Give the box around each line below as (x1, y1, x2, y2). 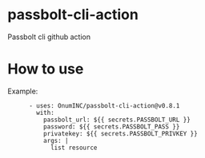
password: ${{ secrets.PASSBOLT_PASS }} (42, 122, 180, 131)
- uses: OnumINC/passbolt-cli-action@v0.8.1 (28, 101, 180, 109)
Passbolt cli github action (7, 32, 91, 41)
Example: (7, 86, 38, 96)
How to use (7, 60, 84, 78)
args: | (42, 136, 69, 144)
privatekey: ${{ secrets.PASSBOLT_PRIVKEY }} (42, 129, 198, 137)
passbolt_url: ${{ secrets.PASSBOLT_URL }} (42, 116, 191, 124)
